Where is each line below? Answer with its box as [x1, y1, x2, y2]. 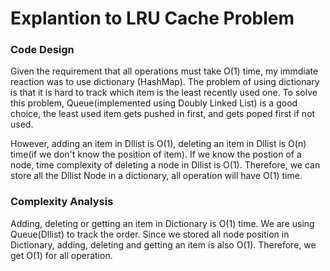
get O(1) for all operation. [10, 249, 113, 261]
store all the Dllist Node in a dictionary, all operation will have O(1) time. [10, 170, 303, 182]
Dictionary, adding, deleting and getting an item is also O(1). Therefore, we [10, 238, 317, 251]
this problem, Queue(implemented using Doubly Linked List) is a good [10, 97, 298, 109]
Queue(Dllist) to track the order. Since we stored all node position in [10, 228, 290, 240]
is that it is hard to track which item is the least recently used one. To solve [10, 87, 318, 99]
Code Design [10, 43, 75, 57]
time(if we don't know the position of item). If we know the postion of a [10, 148, 302, 161]
